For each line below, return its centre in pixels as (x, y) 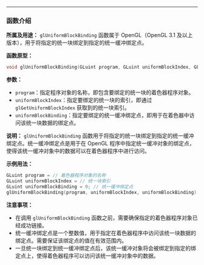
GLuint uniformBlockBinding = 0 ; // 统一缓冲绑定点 (70, 187)
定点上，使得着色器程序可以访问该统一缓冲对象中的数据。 (87, 255)
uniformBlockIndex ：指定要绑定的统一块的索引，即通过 (83, 100)
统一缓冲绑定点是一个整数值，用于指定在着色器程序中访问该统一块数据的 (105, 233)
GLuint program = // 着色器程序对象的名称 (56, 176)
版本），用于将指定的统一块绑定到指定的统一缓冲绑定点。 (77, 43)
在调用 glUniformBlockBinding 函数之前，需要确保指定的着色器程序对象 (104, 218)
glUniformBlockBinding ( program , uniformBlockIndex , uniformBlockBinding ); (103, 192)
